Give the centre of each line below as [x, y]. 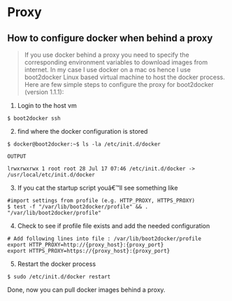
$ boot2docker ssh [34, 118]
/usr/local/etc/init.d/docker [51, 175]
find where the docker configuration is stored [82, 131]
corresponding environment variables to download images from [116, 62]
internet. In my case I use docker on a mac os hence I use [107, 70]
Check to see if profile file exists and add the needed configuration [114, 226]
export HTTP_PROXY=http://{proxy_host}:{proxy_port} [86, 245]
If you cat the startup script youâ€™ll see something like [97, 188]
